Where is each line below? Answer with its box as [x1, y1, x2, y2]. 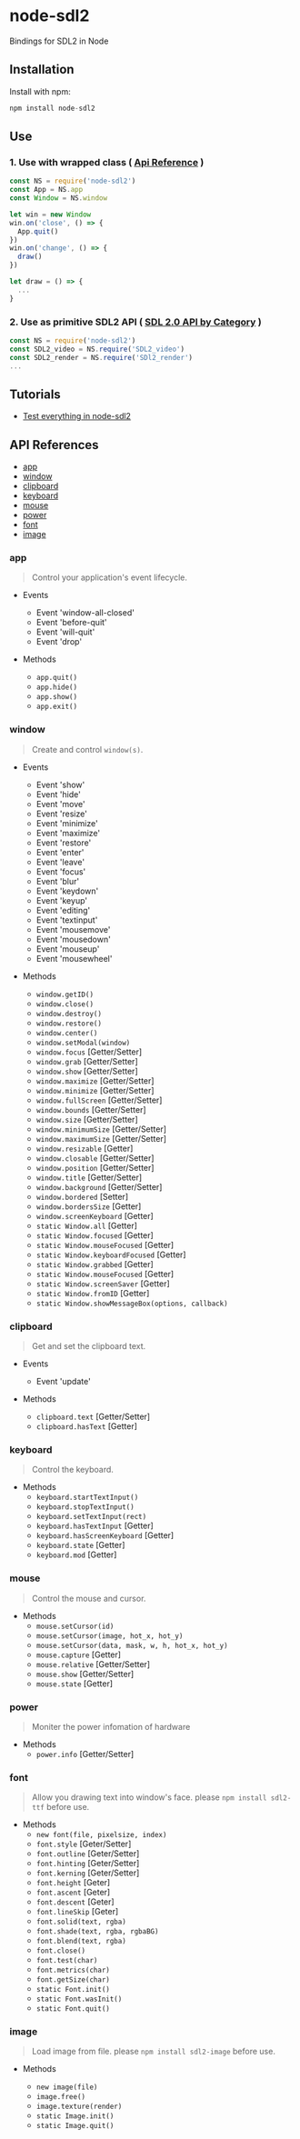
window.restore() [35, 1019, 103, 1028]
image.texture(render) [35, 2102, 123, 2112]
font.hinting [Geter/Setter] [35, 1858, 140, 1869]
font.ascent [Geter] [35, 1887, 111, 1898]
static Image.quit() [35, 2122, 115, 2131]
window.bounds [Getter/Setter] [35, 1104, 147, 1114]
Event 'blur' [35, 875, 80, 886]
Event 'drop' [35, 636, 83, 647]
